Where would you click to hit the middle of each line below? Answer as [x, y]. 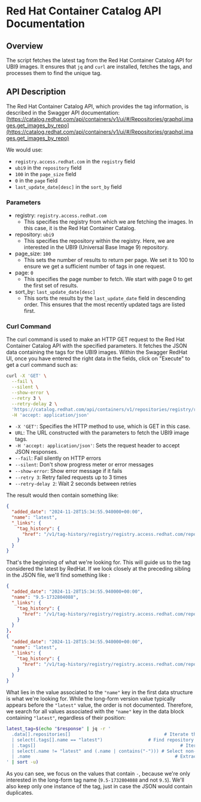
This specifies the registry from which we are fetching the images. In [108, 222]
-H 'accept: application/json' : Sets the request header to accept [97, 445]
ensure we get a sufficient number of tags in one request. [95, 266]
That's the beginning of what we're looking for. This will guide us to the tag [98, 562]
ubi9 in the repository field [48, 168]
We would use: [25, 150]
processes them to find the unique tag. [54, 73]
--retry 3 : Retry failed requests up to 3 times [71, 477]
